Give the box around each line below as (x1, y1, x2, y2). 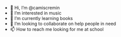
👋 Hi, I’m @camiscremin (10, 5, 60, 10)
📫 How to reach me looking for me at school (10, 26, 104, 32)
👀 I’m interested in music (10, 10, 62, 16)
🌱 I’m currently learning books (10, 15, 73, 21)
